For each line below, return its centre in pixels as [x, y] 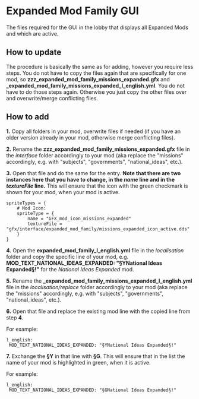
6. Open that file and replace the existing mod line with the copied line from [98, 311]
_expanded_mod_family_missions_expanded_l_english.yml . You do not [96, 85]
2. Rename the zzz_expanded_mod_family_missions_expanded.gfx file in [98, 149]
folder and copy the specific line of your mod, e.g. [67, 256]
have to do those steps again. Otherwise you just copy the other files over [97, 92]
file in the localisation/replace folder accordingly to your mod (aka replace [97, 287]
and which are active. [32, 33]
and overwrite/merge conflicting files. [52, 98]
